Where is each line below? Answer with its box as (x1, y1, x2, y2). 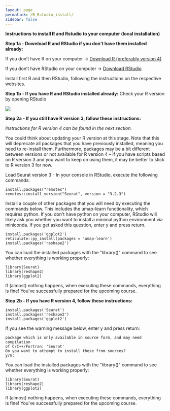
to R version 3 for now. (5, 162, 52, 168)
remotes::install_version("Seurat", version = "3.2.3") (5, 191, 126, 197)
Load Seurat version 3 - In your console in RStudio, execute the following (5, 172, 158, 178)
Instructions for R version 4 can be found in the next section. (5, 125, 132, 131)
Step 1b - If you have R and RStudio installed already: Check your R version (5, 91, 165, 97)
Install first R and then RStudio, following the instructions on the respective (5, 76, 161, 82)
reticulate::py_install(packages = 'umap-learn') (5, 236, 113, 242)
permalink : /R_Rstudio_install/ (5, 12, 74, 17)
